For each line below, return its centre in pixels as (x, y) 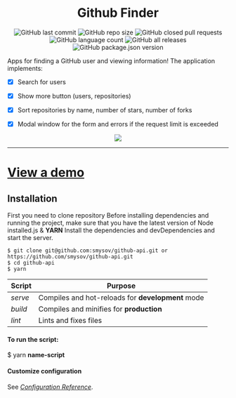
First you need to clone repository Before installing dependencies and (108, 215)
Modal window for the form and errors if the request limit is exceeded (118, 124)
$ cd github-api (31, 263)
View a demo (46, 173)
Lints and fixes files (70, 321)
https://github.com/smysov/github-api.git (70, 257)
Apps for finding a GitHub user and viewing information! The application (111, 60)
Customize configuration (45, 371)
